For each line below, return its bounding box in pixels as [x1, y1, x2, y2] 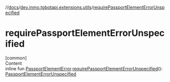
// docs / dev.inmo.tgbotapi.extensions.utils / [5, 5, 94, 10]
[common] [5, 55, 27, 61]
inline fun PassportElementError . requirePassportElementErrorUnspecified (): [5, 65, 163, 71]
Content [5, 60, 22, 66]
